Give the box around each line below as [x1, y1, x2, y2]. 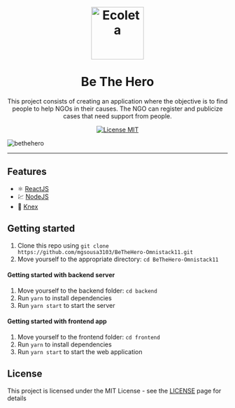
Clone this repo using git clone [17, 241, 110, 250]
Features [7, 166, 47, 178]
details [7, 394, 27, 402]
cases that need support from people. [62, 111, 173, 120]
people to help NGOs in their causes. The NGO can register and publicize [12, 104, 223, 113]
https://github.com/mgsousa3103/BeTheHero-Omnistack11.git [17, 248, 194, 255]
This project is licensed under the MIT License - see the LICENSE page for [7, 386, 222, 395]
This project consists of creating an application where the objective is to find [7, 97, 228, 105]
